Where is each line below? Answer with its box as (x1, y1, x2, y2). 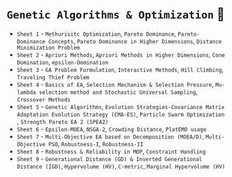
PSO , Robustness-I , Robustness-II (48, 139, 144, 148)
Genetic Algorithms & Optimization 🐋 (6, 6, 225, 22)
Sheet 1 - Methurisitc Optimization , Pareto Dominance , (16, 29, 177, 38)
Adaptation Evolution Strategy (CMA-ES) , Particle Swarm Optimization (16, 110, 225, 118)
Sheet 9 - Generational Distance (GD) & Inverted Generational (16, 154, 203, 163)
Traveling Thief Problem (16, 73, 90, 81)
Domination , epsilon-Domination (16, 57, 109, 66)
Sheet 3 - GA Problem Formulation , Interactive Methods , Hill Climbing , (16, 65, 224, 73)
